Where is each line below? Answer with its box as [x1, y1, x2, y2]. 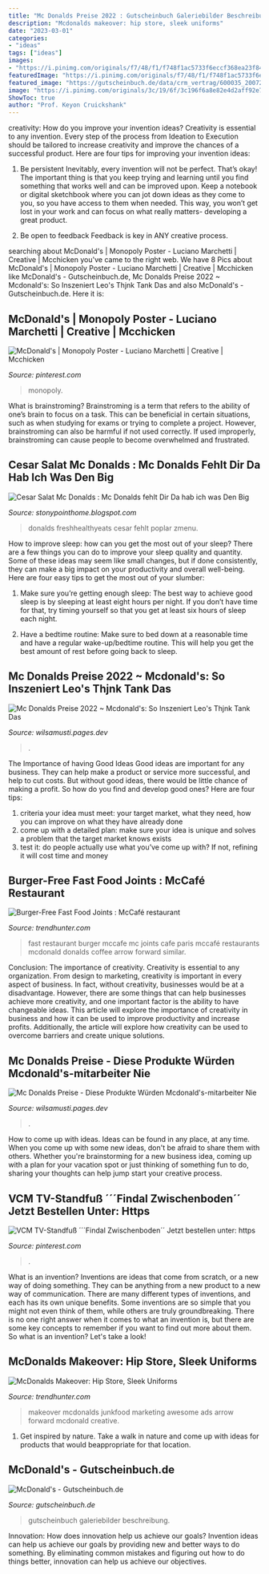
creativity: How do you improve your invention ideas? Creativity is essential [8, 123, 256, 133]
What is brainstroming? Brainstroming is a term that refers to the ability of [8, 401, 251, 410]
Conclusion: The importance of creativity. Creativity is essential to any [8, 963, 240, 972]
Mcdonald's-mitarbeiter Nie [8, 1067, 151, 1080]
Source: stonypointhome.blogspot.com [8, 507, 137, 517]
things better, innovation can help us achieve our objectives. [8, 1556, 207, 1566]
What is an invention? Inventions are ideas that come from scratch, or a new [8, 1272, 259, 1281]
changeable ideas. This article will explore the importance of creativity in [8, 1005, 248, 1015]
